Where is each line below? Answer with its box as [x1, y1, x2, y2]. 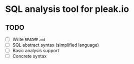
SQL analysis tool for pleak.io [5, 3, 129, 15]
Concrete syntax [12, 53, 47, 59]
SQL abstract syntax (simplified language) [12, 42, 99, 48]
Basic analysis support [12, 48, 59, 54]
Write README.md [12, 36, 45, 42]
